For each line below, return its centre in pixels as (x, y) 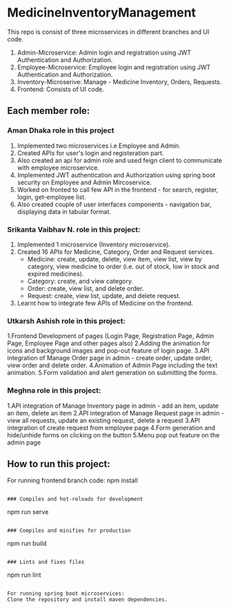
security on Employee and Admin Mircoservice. (84, 182)
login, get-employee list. (51, 197)
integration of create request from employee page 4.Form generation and (111, 427)
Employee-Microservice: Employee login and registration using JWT (114, 67)
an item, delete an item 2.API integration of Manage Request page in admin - (116, 413)
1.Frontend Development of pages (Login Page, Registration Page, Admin (111, 336)
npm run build (27, 544)
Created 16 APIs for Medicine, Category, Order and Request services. (115, 252)
